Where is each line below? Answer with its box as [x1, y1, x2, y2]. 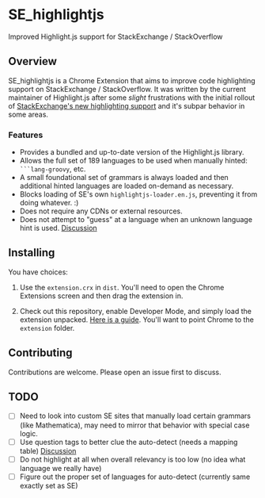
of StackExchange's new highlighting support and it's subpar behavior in [8, 101, 245, 110]
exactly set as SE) [19, 481, 78, 490]
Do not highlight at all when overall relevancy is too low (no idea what [19, 454, 246, 464]
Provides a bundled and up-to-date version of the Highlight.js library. [19, 147, 244, 157]
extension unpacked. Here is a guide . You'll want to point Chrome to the [19, 315, 255, 324]
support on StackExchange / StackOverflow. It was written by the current [8, 84, 247, 94]
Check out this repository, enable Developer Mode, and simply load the [19, 306, 252, 316]
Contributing [8, 347, 73, 360]
